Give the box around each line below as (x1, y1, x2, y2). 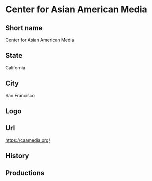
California (5, 64, 26, 71)
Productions (5, 169, 45, 177)
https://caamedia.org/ (5, 137, 50, 143)
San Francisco (5, 92, 35, 98)
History (5, 152, 29, 160)
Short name (5, 24, 43, 32)
